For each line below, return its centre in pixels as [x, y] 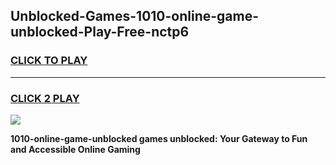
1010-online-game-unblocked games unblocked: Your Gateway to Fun [159, 138]
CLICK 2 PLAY [45, 98]
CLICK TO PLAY [49, 61]
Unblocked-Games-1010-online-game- [135, 16]
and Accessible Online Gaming [75, 149]
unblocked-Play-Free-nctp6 [100, 32]
